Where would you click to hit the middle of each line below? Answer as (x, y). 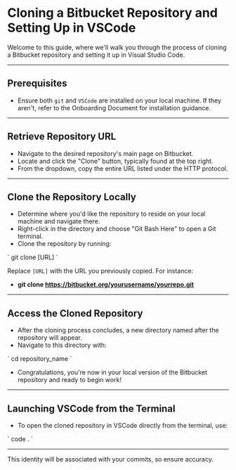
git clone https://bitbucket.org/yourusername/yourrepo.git (106, 285)
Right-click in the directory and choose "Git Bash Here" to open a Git (117, 229)
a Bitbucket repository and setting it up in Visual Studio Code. (96, 55)
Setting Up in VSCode (72, 28)
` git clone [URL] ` (33, 257)
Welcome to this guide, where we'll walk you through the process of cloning (117, 47)
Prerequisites (37, 83)
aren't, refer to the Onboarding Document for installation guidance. (114, 107)
